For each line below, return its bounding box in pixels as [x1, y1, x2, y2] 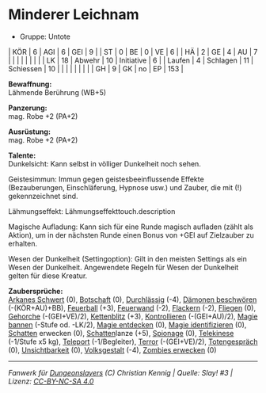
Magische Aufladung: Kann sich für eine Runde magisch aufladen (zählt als [8, 222, 253, 231]
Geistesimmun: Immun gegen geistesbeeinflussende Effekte [8, 174, 204, 184]
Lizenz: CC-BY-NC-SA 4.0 [8, 376, 94, 386]
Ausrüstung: [8, 127, 51, 136]
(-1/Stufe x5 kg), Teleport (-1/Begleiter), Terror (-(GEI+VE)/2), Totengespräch [8, 337, 258, 346]
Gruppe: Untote [19, 32, 71, 41]
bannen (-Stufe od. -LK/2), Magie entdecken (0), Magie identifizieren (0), [8, 319, 247, 330]
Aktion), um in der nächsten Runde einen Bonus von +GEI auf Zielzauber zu [8, 230, 255, 239]
